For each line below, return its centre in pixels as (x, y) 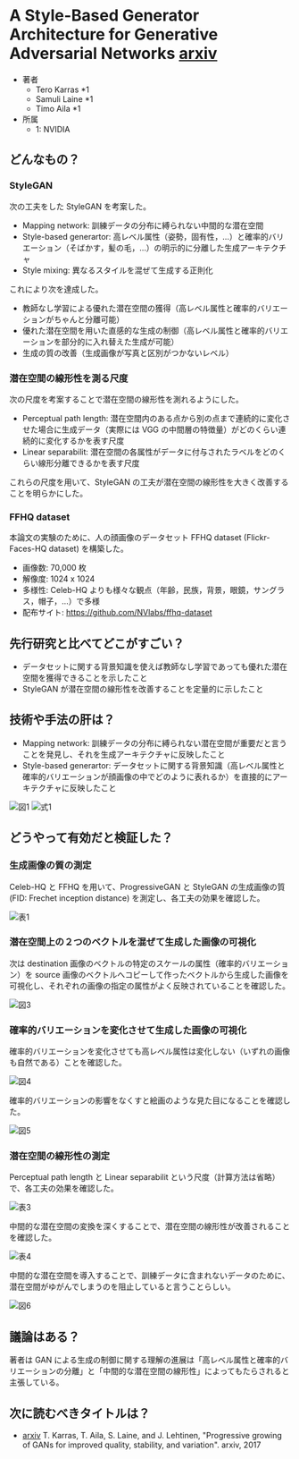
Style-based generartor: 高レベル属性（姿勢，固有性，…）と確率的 (145, 236)
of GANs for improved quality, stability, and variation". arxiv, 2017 (141, 1445)
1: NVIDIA (53, 129)
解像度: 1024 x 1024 (58, 579)
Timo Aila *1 (58, 108)
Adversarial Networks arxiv (113, 54)
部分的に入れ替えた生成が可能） (120, 342)
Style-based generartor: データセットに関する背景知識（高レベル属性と (154, 765)
